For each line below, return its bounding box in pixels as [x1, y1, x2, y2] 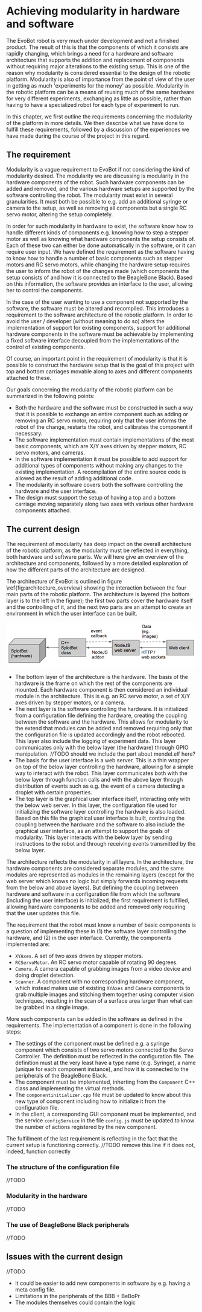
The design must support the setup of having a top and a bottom [14, 494, 176, 501]
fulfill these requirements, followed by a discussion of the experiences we [6, 126, 189, 133]
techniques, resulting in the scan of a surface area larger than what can [14, 997, 193, 1005]
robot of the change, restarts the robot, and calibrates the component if [14, 423, 193, 430]
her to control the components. [6, 286, 83, 294]
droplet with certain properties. [14, 789, 92, 796]
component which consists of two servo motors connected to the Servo [14, 1046, 194, 1053]
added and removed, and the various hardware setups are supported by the [6, 185, 195, 192]
